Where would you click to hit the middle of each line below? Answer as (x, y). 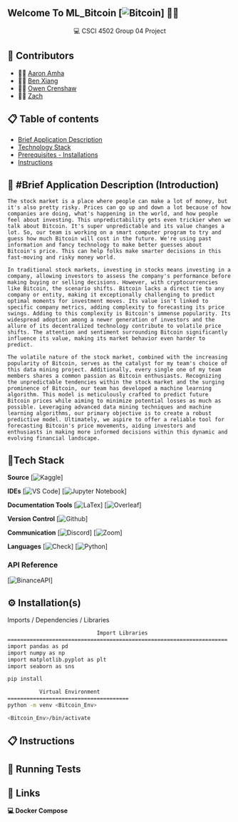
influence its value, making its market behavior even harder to (106, 339)
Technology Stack (44, 148)
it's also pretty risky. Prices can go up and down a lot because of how (119, 207)
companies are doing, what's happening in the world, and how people (113, 214)
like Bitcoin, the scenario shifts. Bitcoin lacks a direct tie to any (116, 289)
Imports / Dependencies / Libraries (58, 620)
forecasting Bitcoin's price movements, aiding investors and (102, 426)
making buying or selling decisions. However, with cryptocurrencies (113, 282)
